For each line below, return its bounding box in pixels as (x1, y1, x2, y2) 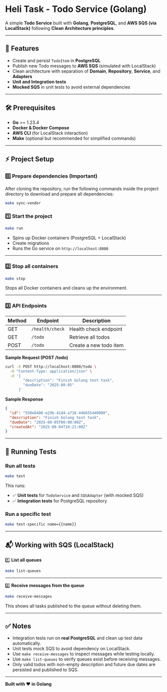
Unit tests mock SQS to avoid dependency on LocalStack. (12, 646, 131, 652)
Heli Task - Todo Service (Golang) (5, 3, 147, 15)
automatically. (12, 640, 41, 646)
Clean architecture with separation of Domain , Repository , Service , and (12, 68, 161, 74)
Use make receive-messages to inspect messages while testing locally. (12, 651, 155, 657)
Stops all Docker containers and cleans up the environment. (5, 285, 128, 291)
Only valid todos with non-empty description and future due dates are (12, 662, 156, 668)
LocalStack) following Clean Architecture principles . (5, 25, 115, 31)
